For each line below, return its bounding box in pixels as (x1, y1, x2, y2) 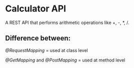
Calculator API (5, 3, 66, 14)
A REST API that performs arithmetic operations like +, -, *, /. (5, 19, 129, 25)
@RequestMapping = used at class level (5, 47, 88, 53)
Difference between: (5, 34, 71, 42)
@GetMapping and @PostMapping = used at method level (5, 57, 125, 63)
